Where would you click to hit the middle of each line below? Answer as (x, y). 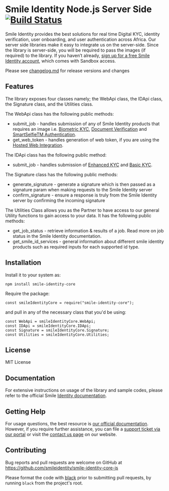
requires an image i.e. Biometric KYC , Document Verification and (80, 129)
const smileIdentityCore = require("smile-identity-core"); (70, 303)
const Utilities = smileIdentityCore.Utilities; (57, 334)
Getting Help (25, 411)
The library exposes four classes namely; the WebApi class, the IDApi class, (84, 99)
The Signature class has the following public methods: (62, 174)
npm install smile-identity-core (40, 284)
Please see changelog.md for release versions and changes (67, 70)
